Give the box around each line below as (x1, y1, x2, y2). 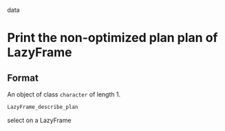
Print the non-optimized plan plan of (7, 30, 218, 46)
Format (7, 72, 39, 83)
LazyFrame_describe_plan (7, 103, 78, 110)
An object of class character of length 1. (7, 90, 121, 99)
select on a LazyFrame (7, 116, 72, 124)
